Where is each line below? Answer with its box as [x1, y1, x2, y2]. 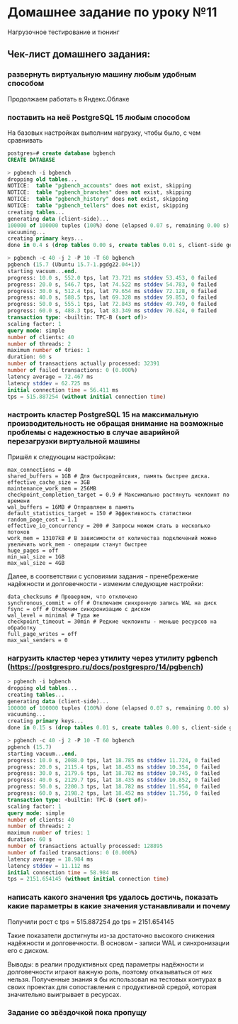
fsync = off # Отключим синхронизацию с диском [7, 605, 151, 612]
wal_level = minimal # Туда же [7, 612, 100, 619]
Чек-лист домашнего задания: [7, 48, 151, 60]
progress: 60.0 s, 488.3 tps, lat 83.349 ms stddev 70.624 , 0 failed [7, 307, 217, 314]
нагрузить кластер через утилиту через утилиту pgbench [7, 653, 218, 663]
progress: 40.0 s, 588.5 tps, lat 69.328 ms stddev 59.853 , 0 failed [7, 294, 217, 302]
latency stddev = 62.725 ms [7, 380, 91, 387]
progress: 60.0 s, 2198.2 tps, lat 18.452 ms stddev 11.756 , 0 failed [7, 790, 220, 797]
